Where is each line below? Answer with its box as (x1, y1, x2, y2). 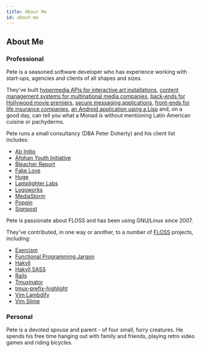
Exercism (14, 247, 38, 254)
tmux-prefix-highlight (14, 285, 68, 292)
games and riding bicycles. (6, 339, 73, 346)
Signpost (14, 205, 37, 213)
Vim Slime (14, 298, 40, 305)
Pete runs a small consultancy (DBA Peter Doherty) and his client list (6, 130, 176, 137)
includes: (6, 136, 29, 144)
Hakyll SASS (14, 266, 46, 273)
